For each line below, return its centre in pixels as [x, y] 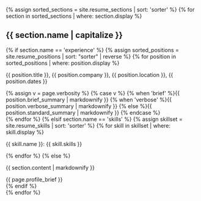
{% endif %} [21, 186]
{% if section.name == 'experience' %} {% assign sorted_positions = [93, 50]
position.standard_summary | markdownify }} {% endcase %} [83, 112]
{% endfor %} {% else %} [38, 156]
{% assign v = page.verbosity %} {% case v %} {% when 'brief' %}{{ [93, 93]
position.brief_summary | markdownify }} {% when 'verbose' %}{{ [89, 100]
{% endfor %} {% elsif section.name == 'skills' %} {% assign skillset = [94, 119]
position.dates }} [27, 81]
